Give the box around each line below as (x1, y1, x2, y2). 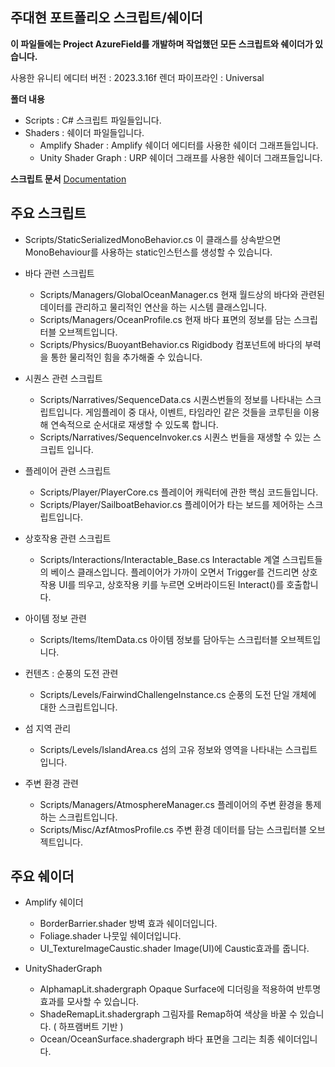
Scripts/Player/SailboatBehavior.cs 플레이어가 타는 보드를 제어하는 (39, 498, 305, 510)
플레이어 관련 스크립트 (24, 464, 112, 477)
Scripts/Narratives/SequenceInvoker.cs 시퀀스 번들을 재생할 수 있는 (39, 431, 312, 443)
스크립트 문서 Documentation (10, 173, 127, 185)
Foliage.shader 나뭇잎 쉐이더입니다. (39, 930, 182, 942)
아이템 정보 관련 (24, 612, 87, 624)
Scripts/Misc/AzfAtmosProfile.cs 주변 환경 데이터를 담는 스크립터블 (39, 823, 307, 835)
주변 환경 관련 (24, 777, 79, 789)
